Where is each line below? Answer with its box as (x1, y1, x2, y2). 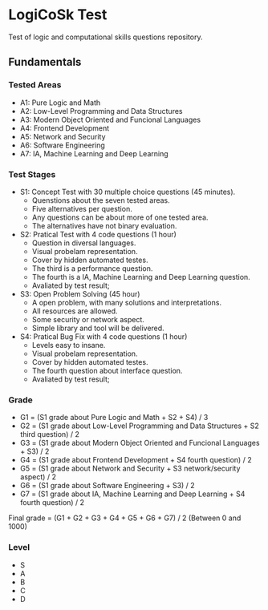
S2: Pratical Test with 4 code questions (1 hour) (19, 229, 177, 239)
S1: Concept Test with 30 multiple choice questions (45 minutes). (19, 187, 236, 196)
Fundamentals (8, 55, 82, 69)
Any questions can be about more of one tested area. (31, 212, 209, 222)
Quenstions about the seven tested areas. (31, 195, 170, 205)
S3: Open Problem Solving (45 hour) (19, 289, 140, 298)
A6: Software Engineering (19, 140, 106, 150)
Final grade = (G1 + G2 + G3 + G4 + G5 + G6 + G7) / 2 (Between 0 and (8, 513, 242, 523)
